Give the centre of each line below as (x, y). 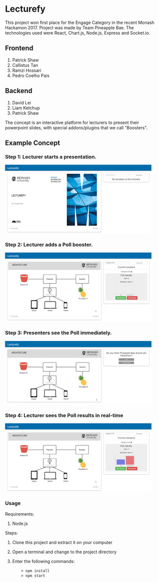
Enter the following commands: (43, 561)
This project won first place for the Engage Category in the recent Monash (80, 22)
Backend (19, 91)
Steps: (11, 533)
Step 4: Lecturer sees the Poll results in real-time (64, 415)
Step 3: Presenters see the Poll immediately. (59, 333)
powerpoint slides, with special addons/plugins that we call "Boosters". (76, 127)
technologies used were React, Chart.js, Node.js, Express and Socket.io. (78, 33)
